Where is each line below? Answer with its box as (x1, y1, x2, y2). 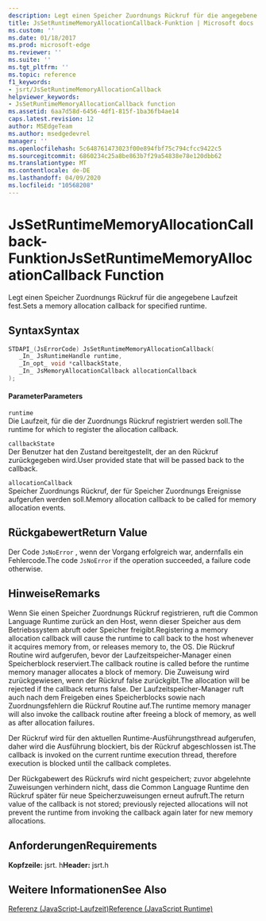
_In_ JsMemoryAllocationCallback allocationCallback (18, 367, 197, 376)
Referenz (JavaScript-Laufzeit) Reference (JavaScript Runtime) (8, 904, 214, 914)
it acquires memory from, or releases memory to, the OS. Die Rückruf (8, 642, 236, 651)
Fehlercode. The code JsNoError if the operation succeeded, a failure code (8, 555, 251, 565)
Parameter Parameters (8, 391, 83, 401)
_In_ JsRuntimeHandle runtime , (18, 353, 123, 360)
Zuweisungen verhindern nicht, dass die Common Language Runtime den (8, 782, 249, 792)
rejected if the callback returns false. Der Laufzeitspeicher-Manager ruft (8, 684, 244, 693)
